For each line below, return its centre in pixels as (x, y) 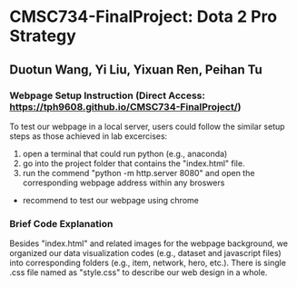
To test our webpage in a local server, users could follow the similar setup (147, 126)
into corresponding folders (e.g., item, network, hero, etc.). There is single (148, 263)
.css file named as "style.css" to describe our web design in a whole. (139, 272)
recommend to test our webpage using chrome (111, 200)
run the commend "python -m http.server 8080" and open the (139, 173)
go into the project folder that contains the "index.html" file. (134, 163)
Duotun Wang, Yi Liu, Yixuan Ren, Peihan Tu (136, 69)
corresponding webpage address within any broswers (124, 183)
